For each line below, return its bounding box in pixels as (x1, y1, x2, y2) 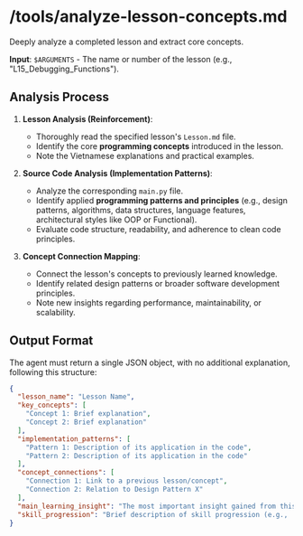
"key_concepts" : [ (17, 400, 87, 410)
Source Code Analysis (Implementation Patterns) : (22, 167, 214, 178)
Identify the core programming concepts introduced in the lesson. (35, 140, 284, 151)
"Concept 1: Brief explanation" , (25, 409, 151, 418)
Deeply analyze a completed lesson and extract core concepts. (9, 36, 244, 47)
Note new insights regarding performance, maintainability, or (35, 296, 262, 308)
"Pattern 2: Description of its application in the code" (25, 451, 248, 460)
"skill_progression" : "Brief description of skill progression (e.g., (17, 510, 289, 519)
